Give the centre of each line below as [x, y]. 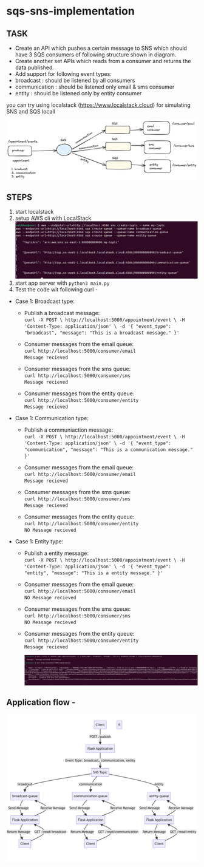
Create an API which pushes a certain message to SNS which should [101, 48]
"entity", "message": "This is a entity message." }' [93, 573]
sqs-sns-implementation [70, 11]
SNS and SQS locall [31, 111]
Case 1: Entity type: [39, 542]
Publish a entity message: [56, 553]
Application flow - [41, 702]
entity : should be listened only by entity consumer [78, 93]
